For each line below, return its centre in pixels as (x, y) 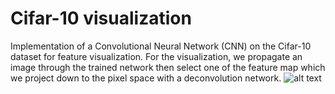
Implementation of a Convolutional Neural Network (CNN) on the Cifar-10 (161, 46)
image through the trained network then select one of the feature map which (168, 67)
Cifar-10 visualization (101, 18)
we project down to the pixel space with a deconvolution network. (146, 78)
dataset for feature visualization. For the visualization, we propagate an (156, 56)
